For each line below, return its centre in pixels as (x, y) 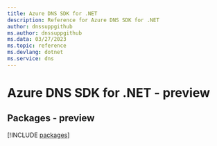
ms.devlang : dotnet (35, 53)
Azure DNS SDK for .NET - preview (108, 92)
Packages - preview (51, 118)
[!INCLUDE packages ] (38, 135)
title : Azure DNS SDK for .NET (52, 13)
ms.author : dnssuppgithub (44, 33)
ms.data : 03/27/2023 (37, 39)
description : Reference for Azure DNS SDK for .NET (83, 20)
